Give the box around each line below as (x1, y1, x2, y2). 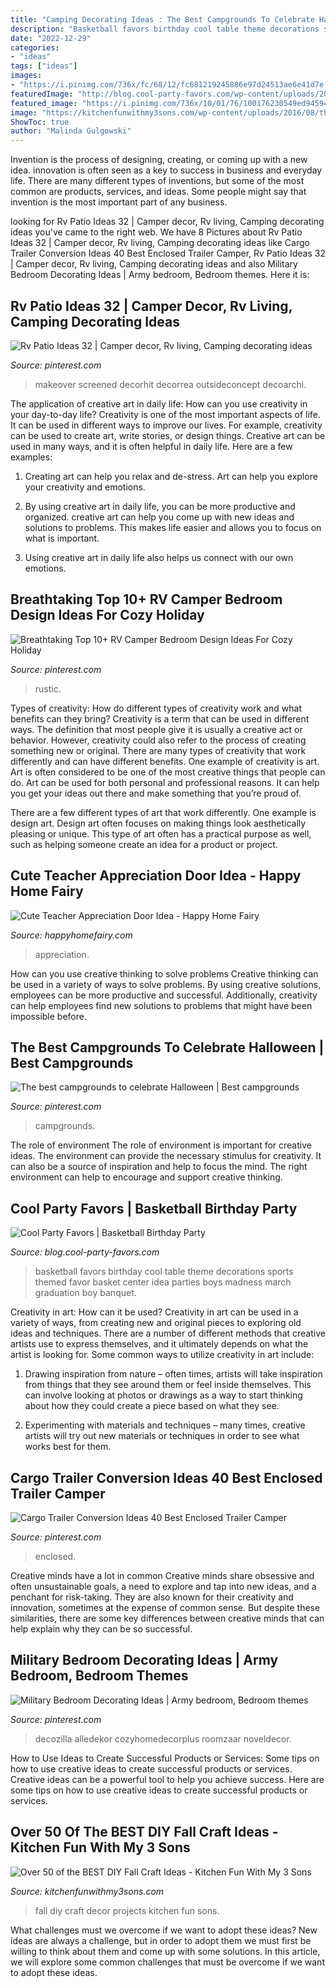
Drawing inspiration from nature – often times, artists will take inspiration (24, 1368, 323, 1380)
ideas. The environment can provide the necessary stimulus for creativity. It (10, 1150, 322, 1162)
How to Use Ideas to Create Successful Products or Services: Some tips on (10, 1752, 320, 1764)
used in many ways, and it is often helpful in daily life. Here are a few (10, 440, 293, 452)
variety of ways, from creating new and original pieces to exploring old (10, 1317, 302, 1329)
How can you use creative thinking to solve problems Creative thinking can (10, 967, 319, 980)
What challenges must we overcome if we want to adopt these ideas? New (10, 1924, 318, 1936)
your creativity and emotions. (24, 481, 146, 493)
